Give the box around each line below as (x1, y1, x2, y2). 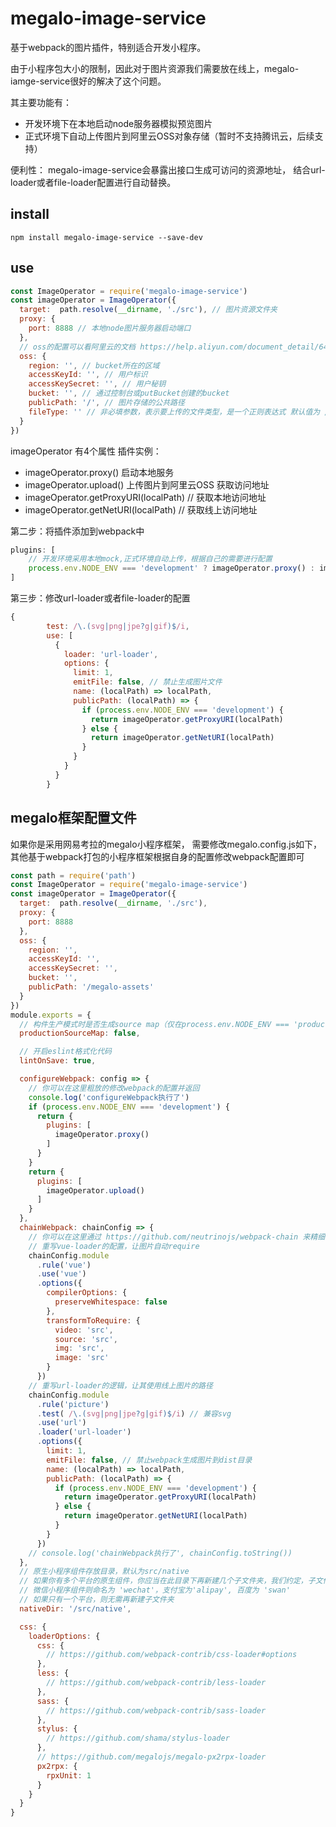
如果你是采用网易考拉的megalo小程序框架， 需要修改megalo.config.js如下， (10, 838, 322, 850)
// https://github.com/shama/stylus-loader (46, 1733, 230, 1744)
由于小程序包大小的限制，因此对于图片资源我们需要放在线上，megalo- (10, 62, 300, 74)
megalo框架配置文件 (10, 810, 137, 827)
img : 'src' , (54, 1343, 105, 1354)
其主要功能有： (10, 96, 72, 108)
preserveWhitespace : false (54, 1297, 168, 1307)
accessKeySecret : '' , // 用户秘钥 (28, 379, 167, 389)
